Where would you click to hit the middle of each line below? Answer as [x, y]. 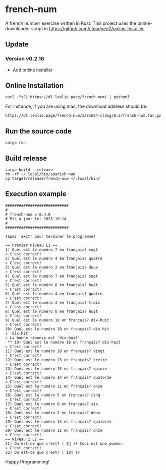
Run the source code [38, 131]
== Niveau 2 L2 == [24, 439]
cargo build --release [29, 170]
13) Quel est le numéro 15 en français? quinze [56, 369]
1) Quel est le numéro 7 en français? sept [52, 250]
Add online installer [33, 70]
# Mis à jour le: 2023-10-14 [36, 219]
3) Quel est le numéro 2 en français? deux [52, 267]
